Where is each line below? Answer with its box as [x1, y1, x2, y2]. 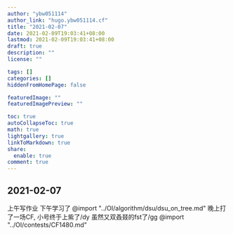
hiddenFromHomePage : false [7, 81, 86, 88]
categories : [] [7, 75, 52, 82]
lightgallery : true [7, 132, 65, 140]
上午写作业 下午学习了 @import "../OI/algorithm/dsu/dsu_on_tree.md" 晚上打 [7, 204, 227, 212]
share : [7, 145, 27, 152]
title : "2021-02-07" [7, 23, 68, 30]
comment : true [7, 159, 49, 166]
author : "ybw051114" [7, 10, 68, 17]
